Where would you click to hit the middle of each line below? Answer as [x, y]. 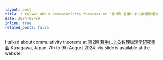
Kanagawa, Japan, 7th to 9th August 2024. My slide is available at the [80, 48]
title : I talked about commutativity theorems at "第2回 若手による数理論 [78, 14]
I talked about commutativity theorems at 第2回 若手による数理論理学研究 [78, 42]
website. [14, 53]
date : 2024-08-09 [23, 18]
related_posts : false [27, 28]
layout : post [18, 9]
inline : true [18, 23]
